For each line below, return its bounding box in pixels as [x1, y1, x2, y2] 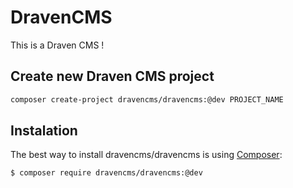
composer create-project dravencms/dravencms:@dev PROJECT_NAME [10, 94, 284, 105]
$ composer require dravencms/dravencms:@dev [10, 168, 203, 178]
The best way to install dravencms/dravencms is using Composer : [10, 149, 283, 161]
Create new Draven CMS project [10, 68, 215, 85]
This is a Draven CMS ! [10, 39, 105, 51]
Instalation [10, 122, 78, 140]
